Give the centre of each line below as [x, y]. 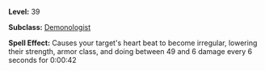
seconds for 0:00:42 [42, 60]
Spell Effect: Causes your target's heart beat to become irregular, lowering [133, 43]
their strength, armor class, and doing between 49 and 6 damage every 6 [130, 51]
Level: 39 [24, 12]
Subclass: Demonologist [50, 27]
